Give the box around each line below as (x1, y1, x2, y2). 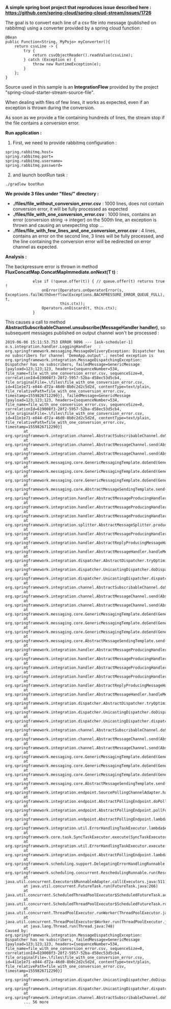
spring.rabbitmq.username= (5, 158, 63, 164)
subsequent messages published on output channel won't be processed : (5, 330, 159, 336)
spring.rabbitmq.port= (5, 154, 53, 159)
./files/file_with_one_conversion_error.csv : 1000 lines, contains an (12, 211, 156, 217)
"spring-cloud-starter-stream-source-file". (5, 89, 95, 95)
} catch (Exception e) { (23, 57, 76, 62)
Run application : (5, 130, 42, 136)
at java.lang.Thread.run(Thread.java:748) (23, 924, 115, 929)
